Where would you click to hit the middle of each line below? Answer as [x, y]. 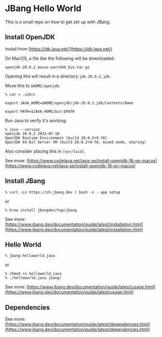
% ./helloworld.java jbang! [33, 278]
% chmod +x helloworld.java [33, 274]
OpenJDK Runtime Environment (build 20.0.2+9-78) [56, 138]
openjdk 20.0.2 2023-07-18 [32, 134]
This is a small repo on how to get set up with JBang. [58, 22]
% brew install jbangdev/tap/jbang [41, 210]
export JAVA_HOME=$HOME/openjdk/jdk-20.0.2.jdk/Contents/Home [69, 103]
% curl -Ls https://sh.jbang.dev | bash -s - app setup [63, 192]
